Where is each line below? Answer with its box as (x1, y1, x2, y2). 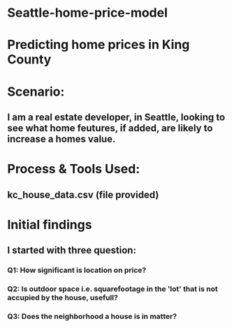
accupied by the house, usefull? (7, 292, 119, 302)
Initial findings (7, 216, 92, 232)
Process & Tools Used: (7, 161, 140, 177)
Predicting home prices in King (7, 37, 190, 53)
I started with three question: (7, 244, 136, 256)
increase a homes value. (7, 133, 116, 144)
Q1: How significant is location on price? (7, 265, 147, 275)
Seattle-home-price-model (7, 5, 168, 21)
